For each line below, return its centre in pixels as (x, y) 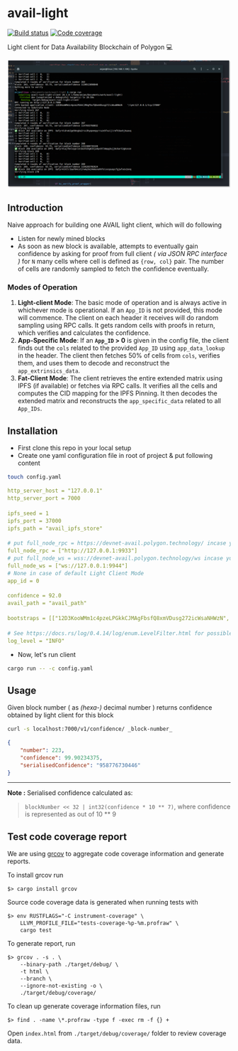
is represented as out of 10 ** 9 (70, 814)
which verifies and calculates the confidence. (84, 333)
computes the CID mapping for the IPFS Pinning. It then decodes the (117, 393)
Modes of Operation (42, 287)
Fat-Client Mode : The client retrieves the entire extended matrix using (120, 378)
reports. (19, 861)
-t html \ (35, 972)
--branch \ (36, 979)
